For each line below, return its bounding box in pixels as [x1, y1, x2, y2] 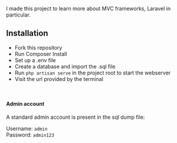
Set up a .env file [14, 56, 56, 64]
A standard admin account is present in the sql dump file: [6, 113, 145, 121]
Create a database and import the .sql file [14, 63, 116, 70]
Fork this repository [14, 44, 63, 51]
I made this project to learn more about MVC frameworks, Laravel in [6, 5, 171, 12]
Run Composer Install [14, 50, 67, 57]
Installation [6, 28, 48, 38]
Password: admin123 [6, 131, 55, 138]
